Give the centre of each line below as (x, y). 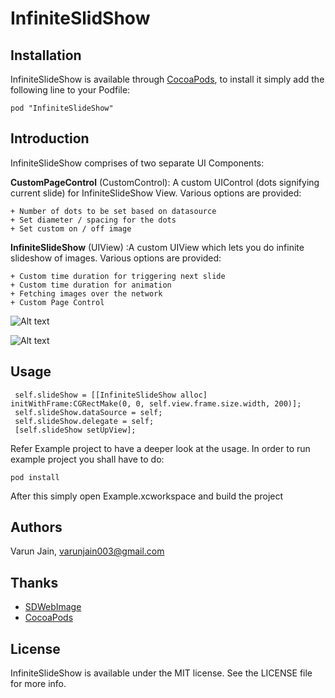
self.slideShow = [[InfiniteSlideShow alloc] (111, 395)
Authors (36, 527)
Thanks (34, 582)
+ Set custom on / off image (71, 228)
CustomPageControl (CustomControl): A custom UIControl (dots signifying (165, 182)
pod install (35, 477)
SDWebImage (53, 607)
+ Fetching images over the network (86, 293)
